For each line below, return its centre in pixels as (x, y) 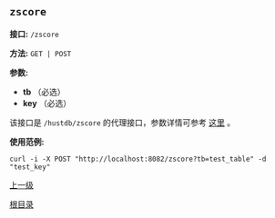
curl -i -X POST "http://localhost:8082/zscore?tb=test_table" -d (138, 159)
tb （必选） (44, 92)
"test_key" (30, 167)
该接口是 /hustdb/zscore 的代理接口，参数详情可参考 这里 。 (122, 122)
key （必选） (47, 103)
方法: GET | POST (41, 53)
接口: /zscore (34, 34)
